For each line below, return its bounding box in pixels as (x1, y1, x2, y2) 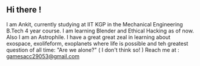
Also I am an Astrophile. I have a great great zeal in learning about (6, 33, 171, 41)
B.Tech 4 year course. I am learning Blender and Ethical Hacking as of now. (6, 27, 194, 34)
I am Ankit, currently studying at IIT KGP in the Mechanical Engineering (6, 20, 183, 28)
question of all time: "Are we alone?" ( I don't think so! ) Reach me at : (6, 46, 180, 53)
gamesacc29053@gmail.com (6, 52, 80, 59)
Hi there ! (6, 5, 42, 15)
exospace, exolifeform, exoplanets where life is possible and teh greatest (6, 40, 188, 47)
